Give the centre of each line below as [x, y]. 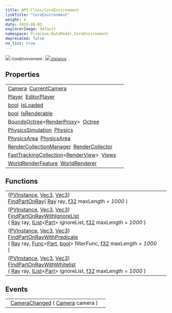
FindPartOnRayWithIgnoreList [44, 216]
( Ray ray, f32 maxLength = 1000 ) [86, 202]
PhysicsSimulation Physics [40, 130]
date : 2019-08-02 [24, 24]
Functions [22, 181]
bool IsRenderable [30, 113]
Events [17, 289]
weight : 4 [16, 19]
